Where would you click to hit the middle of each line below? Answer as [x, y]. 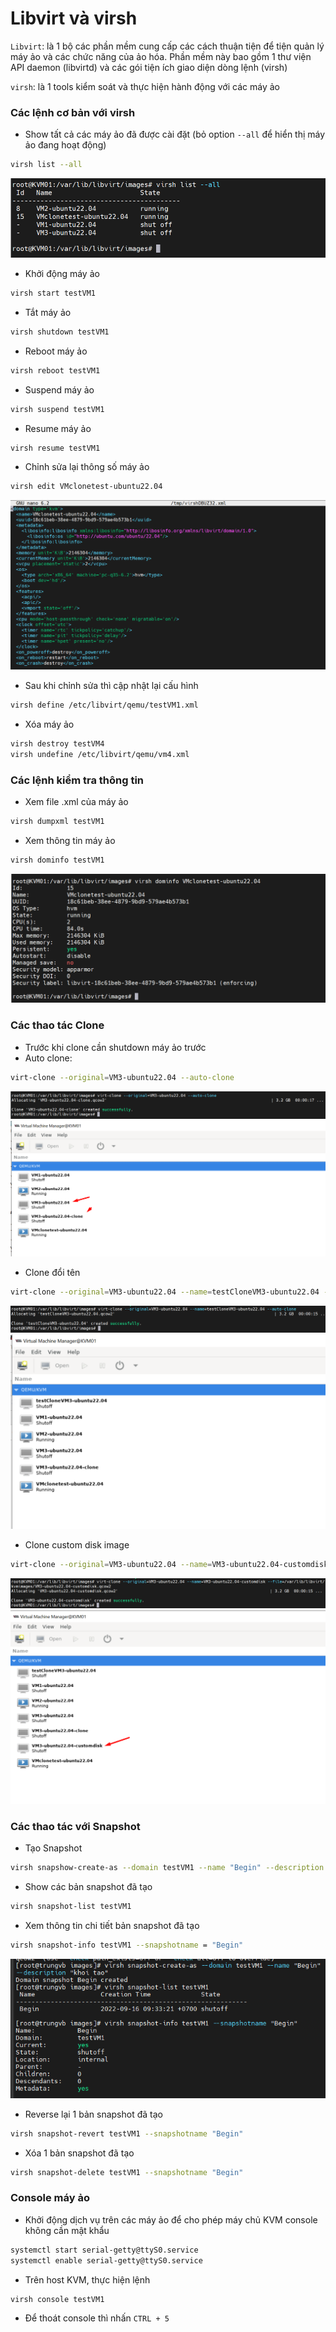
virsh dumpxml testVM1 [57, 822]
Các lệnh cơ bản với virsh [73, 112]
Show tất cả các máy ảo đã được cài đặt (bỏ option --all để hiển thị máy [175, 134]
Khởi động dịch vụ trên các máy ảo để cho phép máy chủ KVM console [171, 2219]
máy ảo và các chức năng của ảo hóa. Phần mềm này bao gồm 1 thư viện [161, 56]
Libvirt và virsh [74, 18]
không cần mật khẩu [67, 2230]
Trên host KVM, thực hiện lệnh [87, 2279]
